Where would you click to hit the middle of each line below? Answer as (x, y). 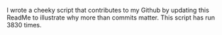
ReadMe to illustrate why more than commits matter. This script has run (111, 17)
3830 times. (24, 25)
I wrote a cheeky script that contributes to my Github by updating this (108, 10)
